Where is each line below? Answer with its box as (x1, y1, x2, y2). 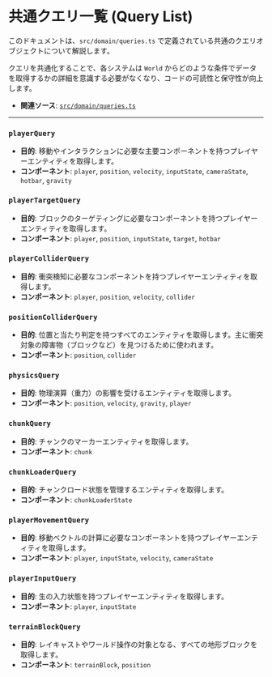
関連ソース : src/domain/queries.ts (19, 100, 136, 110)
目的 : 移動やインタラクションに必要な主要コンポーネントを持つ (19, 147, 231, 156)
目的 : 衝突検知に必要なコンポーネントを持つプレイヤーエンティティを (19, 271, 251, 281)
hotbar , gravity (19, 176, 72, 185)
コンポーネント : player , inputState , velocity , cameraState (19, 553, 214, 563)
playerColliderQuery (8, 254, 90, 263)
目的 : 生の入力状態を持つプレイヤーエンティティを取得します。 (19, 591, 229, 601)
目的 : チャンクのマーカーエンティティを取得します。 (19, 436, 193, 446)
